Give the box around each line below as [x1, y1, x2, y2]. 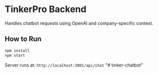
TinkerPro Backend [5, 4, 87, 15]
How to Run [5, 35, 42, 43]
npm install [5, 48, 30, 53]
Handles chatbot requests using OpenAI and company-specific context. [5, 20, 153, 26]
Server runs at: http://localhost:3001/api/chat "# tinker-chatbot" [5, 62, 143, 68]
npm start [5, 53, 26, 58]
